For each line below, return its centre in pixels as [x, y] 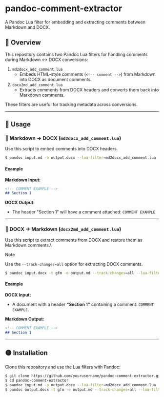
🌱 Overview [23, 43]
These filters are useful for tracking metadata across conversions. [72, 104]
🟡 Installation [26, 353]
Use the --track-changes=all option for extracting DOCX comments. [74, 264]
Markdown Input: [23, 180]
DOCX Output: [20, 203]
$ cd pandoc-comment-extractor [37, 381]
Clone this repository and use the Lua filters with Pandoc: [63, 367]
